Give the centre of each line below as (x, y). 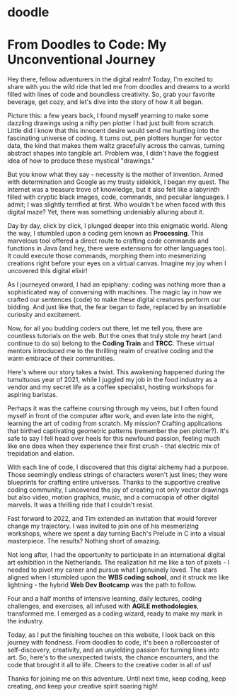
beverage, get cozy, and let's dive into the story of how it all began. (105, 102)
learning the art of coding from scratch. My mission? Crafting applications (115, 424)
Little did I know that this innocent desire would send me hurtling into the (113, 131)
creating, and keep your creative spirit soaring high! (82, 686)
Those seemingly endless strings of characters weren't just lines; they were (117, 475)
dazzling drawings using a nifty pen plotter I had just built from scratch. (111, 123)
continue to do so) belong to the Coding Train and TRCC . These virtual (111, 343)
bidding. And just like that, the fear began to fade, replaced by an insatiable (117, 307)
